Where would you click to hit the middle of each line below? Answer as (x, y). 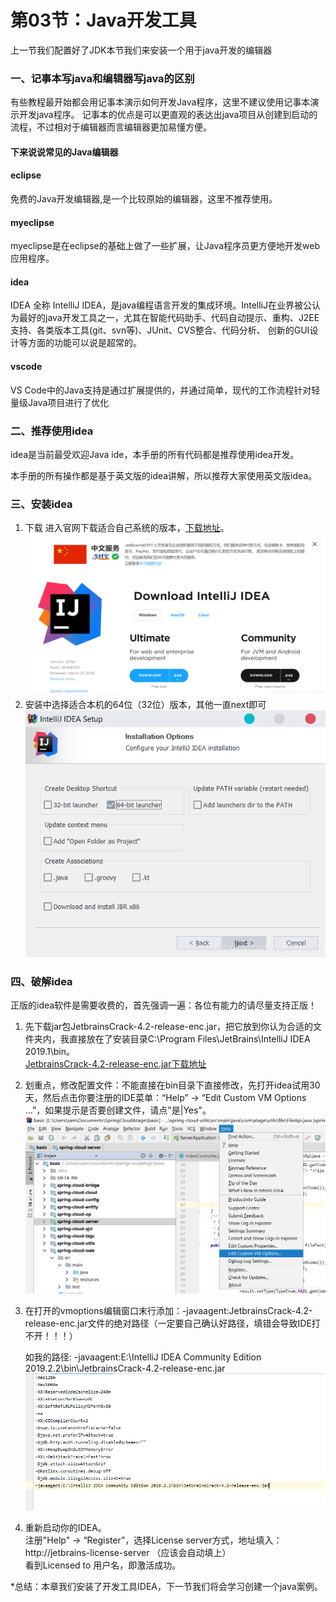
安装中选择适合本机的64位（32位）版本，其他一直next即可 (145, 705)
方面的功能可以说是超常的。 (84, 343)
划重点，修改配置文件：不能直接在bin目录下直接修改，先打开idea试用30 (172, 1085)
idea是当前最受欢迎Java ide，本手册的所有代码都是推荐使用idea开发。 (155, 454)
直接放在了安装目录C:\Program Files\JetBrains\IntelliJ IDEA (189, 1039)
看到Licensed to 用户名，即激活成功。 (103, 1565)
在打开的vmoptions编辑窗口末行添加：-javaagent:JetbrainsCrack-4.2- (168, 1311)
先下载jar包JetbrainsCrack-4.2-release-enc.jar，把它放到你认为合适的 (168, 1027)
